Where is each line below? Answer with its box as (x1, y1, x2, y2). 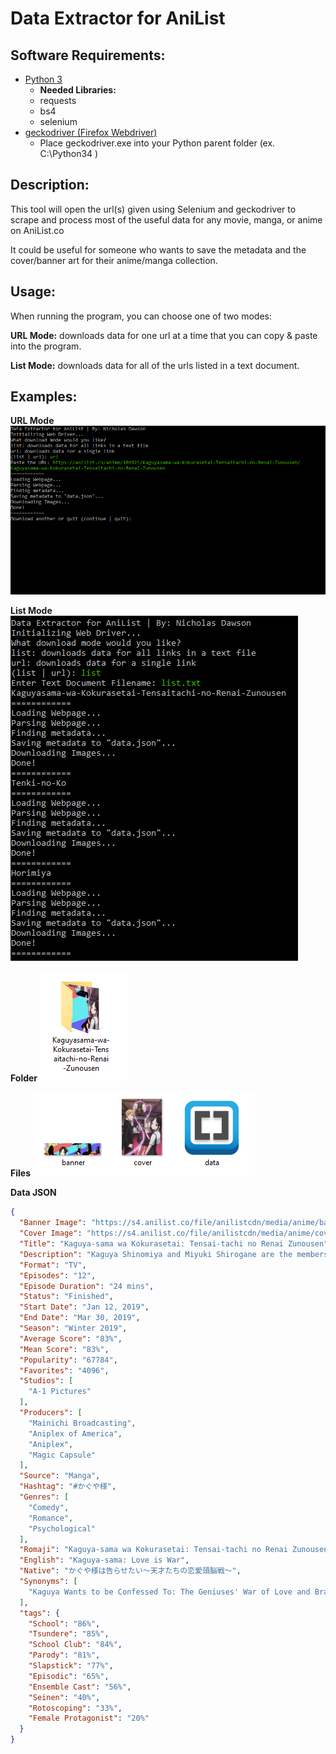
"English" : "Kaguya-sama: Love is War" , (19, 1555, 190, 1566)
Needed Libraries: (39, 84, 117, 96)
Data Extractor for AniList (10, 7, 226, 30)
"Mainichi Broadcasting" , (28, 1418, 137, 1428)
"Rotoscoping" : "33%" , (28, 1703, 123, 1713)
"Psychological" (28, 1523, 97, 1534)
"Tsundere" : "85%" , (28, 1629, 110, 1639)
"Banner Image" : (19, 1218, 87, 1228)
